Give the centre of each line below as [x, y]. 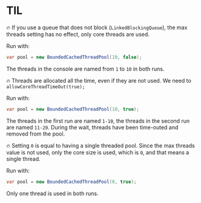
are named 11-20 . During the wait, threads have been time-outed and [92, 127]
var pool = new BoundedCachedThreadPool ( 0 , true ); [71, 182]
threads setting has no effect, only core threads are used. [78, 34]
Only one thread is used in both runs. [52, 193]
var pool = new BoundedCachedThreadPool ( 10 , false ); [74, 57]
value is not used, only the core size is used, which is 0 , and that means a [98, 152]
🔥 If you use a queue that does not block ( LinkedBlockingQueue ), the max [97, 27]
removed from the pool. [36, 134]
